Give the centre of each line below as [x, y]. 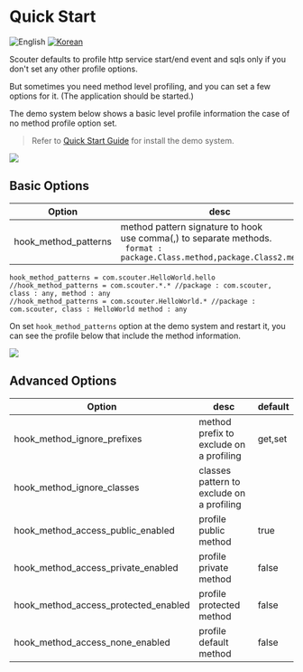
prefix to [216, 433]
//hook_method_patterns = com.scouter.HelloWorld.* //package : [133, 301]
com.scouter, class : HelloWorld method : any [98, 309]
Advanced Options [63, 381]
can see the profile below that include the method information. [125, 336]
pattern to [220, 481]
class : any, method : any [60, 293]
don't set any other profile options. [73, 69]
